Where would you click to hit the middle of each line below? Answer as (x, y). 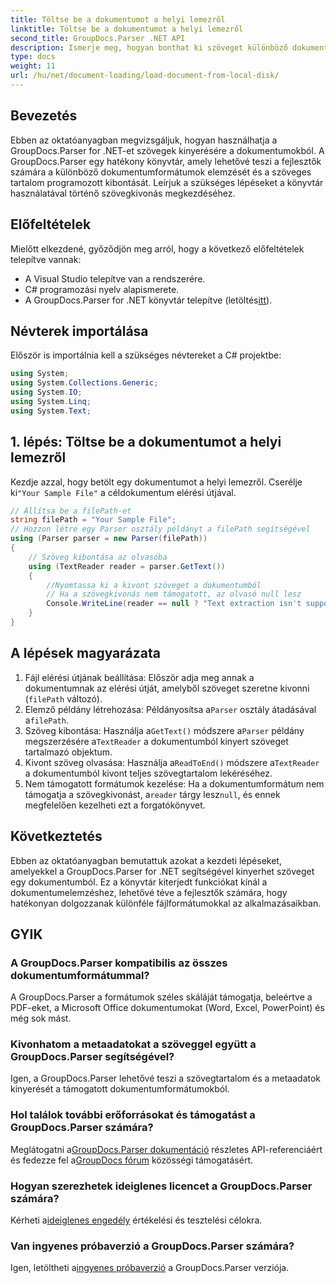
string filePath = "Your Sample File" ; (93, 520)
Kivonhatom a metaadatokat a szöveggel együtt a (133, 1044)
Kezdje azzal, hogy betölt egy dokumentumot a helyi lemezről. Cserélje (156, 482)
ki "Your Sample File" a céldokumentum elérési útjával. (123, 492)
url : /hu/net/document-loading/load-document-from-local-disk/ (145, 76)
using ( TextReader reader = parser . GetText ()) (127, 566)
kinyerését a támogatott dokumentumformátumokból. (120, 1089)
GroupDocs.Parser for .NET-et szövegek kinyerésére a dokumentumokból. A (167, 150)
